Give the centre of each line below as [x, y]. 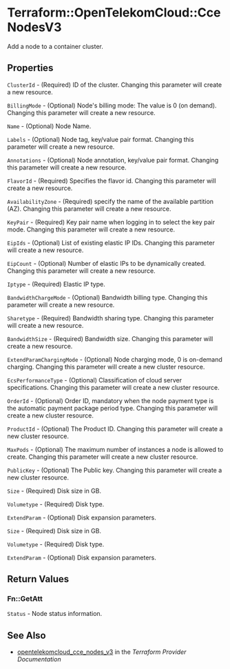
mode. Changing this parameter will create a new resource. [91, 229]
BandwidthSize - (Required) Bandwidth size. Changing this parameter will [110, 338]
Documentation [39, 659]
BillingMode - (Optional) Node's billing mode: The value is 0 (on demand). [112, 105]
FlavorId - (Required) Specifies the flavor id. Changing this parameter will [112, 181]
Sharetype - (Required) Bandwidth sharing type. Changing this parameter [111, 318]
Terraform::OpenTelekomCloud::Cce [114, 13]
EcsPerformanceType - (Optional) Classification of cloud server [95, 380]
